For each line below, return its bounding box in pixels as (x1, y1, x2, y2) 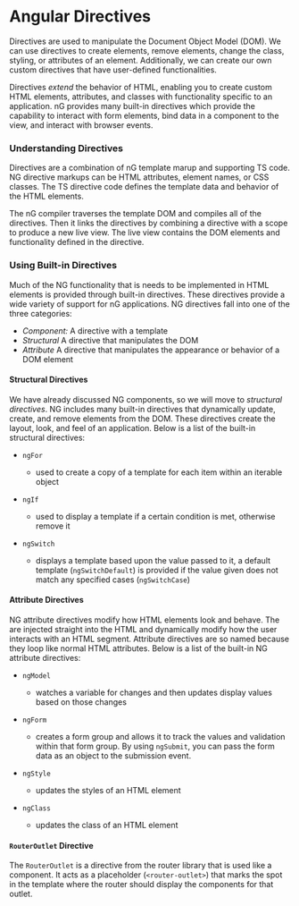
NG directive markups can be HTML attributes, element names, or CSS (9, 172, 270, 182)
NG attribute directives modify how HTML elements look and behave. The (9, 614, 280, 625)
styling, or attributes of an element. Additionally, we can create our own (9, 55, 272, 65)
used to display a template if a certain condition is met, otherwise (35, 511, 276, 521)
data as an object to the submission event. (35, 749, 192, 761)
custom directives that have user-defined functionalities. (9, 64, 217, 75)
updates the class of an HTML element (35, 819, 179, 830)
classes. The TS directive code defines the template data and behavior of (9, 182, 279, 192)
